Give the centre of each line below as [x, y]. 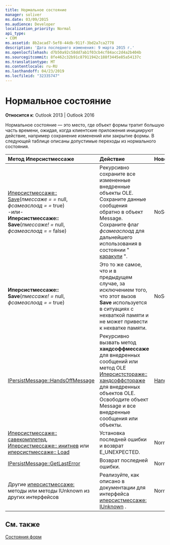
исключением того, [123, 289]
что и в [108, 271]
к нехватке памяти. [123, 328]
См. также [23, 524]
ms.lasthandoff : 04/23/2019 [35, 71]
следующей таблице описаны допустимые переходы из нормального [81, 141]
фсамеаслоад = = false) [37, 231]
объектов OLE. [117, 393]
